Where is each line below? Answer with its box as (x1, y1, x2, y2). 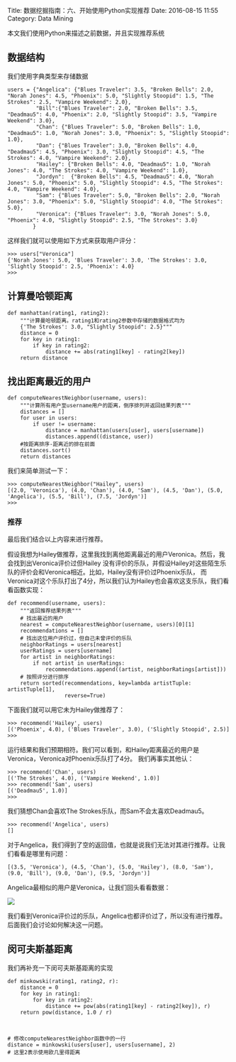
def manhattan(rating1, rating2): (7, 309, 110, 316)
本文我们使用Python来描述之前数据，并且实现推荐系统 (7, 29, 165, 37)
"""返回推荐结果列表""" (20, 607, 82, 614)
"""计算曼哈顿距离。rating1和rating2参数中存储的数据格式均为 (20, 317, 186, 324)
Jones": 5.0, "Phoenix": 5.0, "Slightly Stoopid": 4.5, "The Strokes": (7, 179, 223, 186)
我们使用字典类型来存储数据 (7, 72, 89, 80)
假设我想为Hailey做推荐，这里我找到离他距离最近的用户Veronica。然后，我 (7, 549, 225, 558)
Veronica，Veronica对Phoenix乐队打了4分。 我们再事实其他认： (7, 754, 194, 763)
